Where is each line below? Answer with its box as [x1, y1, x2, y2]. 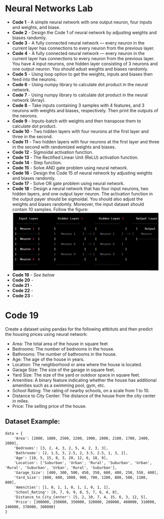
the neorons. [12, 113, 38, 118]
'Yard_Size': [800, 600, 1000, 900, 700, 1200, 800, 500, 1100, [14, 475, 148, 480]
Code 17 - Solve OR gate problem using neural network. [12, 180, 125, 186]
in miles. [12, 398, 29, 404]
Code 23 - [12, 292, 33, 299]
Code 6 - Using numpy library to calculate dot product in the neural [12, 81, 148, 87]
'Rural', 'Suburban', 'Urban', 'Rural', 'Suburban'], [5, 465, 117, 470]
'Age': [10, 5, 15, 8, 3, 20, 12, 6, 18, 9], [14, 455, 109, 460]
